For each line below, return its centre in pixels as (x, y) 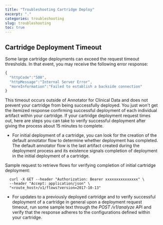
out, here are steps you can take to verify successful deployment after (75, 121)
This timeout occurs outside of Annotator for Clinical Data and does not (77, 100)
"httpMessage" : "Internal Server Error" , (51, 82)
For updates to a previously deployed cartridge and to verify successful (84, 197)
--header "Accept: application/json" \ (50, 184)
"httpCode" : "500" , (28, 77)
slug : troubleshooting (28, 23)
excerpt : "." (18, 14)
